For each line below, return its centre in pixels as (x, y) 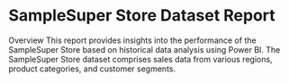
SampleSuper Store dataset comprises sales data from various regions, (140, 59)
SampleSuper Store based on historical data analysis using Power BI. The (144, 49)
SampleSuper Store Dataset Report (142, 16)
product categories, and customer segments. (92, 69)
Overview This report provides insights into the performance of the (133, 40)
